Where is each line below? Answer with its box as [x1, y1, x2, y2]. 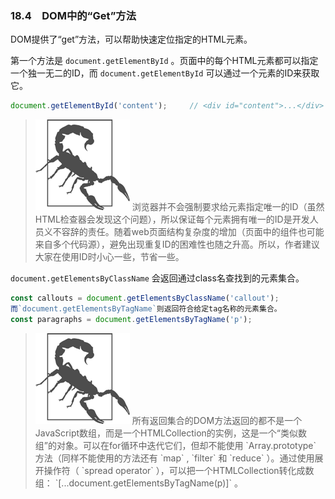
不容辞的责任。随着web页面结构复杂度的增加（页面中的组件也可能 [52, 226, 325, 238]
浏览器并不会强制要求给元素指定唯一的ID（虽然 [131, 201, 325, 213]
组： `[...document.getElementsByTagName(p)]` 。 [34, 477, 243, 489]
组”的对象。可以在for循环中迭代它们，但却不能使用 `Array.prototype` [34, 439, 317, 451]
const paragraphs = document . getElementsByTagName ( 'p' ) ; [10, 314, 253, 324]
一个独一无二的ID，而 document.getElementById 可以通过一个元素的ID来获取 [10, 67, 320, 79]
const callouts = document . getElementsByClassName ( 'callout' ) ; [10, 293, 280, 304]
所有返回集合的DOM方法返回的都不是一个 [131, 414, 303, 426]
